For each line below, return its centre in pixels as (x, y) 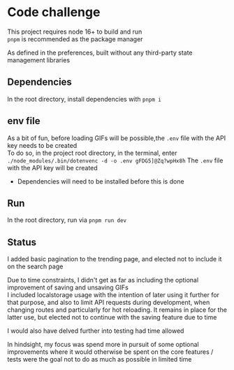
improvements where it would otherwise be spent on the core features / (110, 352)
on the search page (35, 266)
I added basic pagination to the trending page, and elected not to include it (115, 259)
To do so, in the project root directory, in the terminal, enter (92, 153)
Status (22, 242)
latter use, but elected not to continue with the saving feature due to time (112, 317)
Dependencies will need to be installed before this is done (101, 181)
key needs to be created (42, 145)
